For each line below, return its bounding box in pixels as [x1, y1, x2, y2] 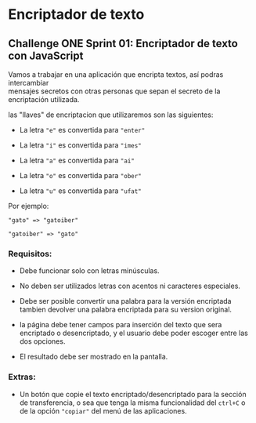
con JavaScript [8, 49, 84, 62]
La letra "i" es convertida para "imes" [19, 140, 142, 150]
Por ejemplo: [8, 202, 49, 210]
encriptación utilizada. [8, 95, 80, 104]
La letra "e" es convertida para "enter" [19, 126, 146, 134]
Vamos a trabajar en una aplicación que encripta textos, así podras [8, 70, 224, 79]
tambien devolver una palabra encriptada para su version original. [19, 304, 233, 315]
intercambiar [8, 78, 49, 87]
